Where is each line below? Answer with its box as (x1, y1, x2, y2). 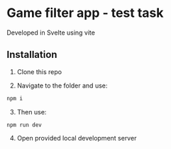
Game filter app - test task (6, 5, 164, 21)
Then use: (16, 107, 47, 116)
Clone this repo (16, 67, 62, 76)
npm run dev (6, 121, 42, 129)
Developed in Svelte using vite (6, 28, 95, 37)
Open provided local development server (16, 133, 137, 142)
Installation (6, 49, 57, 61)
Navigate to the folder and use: (16, 81, 108, 90)
